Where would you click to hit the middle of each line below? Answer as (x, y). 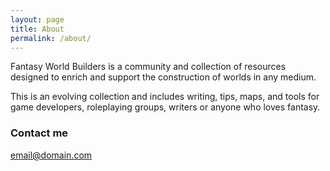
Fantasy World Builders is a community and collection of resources (148, 67)
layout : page (37, 19)
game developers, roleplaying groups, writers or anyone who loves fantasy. (165, 107)
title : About (37, 29)
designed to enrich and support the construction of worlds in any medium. (163, 77)
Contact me (39, 133)
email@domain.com (51, 155)
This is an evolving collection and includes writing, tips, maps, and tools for (165, 97)
